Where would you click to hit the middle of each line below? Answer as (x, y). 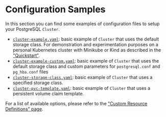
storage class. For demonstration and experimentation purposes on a (85, 44)
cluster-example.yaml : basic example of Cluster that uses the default (86, 39)
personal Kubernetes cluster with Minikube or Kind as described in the (87, 50)
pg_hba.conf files (30, 72)
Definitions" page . (24, 109)
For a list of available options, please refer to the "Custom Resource (76, 103)
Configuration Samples (55, 9)
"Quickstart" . (26, 55)
